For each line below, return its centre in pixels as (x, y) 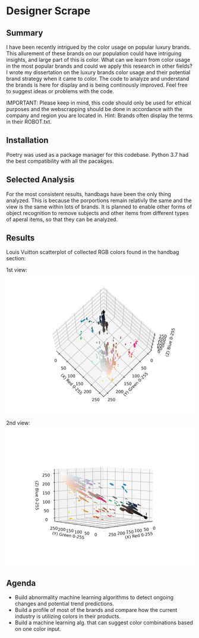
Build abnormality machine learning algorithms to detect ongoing (94, 598)
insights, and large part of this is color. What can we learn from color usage (98, 60)
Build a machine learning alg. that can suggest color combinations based (104, 623)
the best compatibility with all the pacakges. (60, 161)
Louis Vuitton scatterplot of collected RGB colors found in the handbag (93, 252)
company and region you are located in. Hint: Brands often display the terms (99, 115)
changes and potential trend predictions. (64, 604)
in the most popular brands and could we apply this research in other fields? (99, 66)
